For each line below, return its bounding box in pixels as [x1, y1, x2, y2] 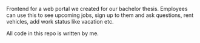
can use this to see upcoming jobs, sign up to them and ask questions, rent [6, 12, 194, 19]
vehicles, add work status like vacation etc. [6, 18, 114, 25]
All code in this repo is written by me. [6, 30, 99, 37]
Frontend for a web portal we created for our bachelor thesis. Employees [6, 5, 188, 12]
